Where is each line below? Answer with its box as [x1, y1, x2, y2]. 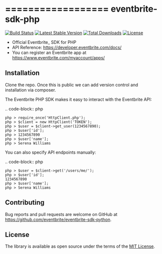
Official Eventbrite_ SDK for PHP [12, 39, 77, 45]
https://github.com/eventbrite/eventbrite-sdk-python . [5, 217, 112, 222]
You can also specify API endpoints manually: [5, 149, 96, 155]
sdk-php [5, 14, 40, 25]
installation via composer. [5, 87, 56, 93]
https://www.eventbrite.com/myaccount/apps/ [12, 54, 105, 60]
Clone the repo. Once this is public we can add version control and [5, 82, 138, 88]
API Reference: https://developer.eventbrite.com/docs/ [12, 44, 122, 50]
